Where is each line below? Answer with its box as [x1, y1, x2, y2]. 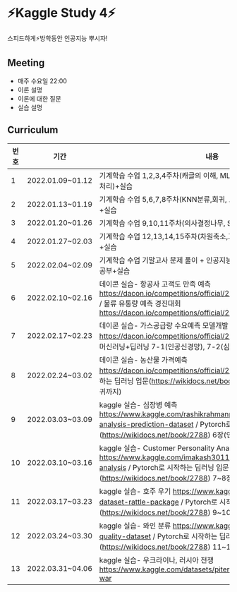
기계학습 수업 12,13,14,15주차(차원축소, [99, 231, 229, 241]
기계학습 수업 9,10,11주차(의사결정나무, [99, 218, 226, 228]
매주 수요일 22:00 [17, 76, 67, 85]
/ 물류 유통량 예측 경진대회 [99, 298, 181, 308]
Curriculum [7, 124, 59, 136]
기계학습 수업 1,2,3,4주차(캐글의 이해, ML [99, 170, 231, 180]
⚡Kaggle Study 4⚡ [7, 5, 116, 21]
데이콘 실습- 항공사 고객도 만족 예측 [99, 279, 212, 289]
